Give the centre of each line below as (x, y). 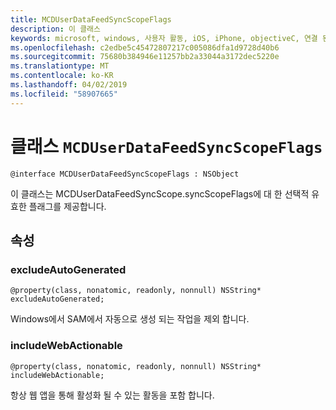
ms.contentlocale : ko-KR (62, 76)
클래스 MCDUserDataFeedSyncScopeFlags (166, 146)
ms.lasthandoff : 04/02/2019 (69, 85)
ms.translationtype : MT (60, 66)
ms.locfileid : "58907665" (64, 94)
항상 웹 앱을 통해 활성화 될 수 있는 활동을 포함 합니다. (112, 395)
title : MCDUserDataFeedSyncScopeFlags (91, 19)
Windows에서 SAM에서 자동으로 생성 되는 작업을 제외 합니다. (130, 319)
